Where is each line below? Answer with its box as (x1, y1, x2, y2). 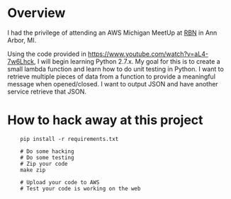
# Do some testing (20, 154, 74, 161)
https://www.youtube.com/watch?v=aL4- (87, 50, 209, 58)
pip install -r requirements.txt (20, 135, 119, 142)
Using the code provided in (7, 50, 86, 58)
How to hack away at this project (7, 112, 203, 128)
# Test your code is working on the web (20, 185, 141, 192)
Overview (7, 5, 66, 21)
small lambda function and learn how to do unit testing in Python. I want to (7, 64, 225, 73)
